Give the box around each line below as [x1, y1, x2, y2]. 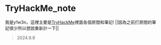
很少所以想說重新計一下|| [9, 25, 59, 31]
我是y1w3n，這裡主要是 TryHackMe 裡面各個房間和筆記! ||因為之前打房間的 [5, 19, 152, 25]
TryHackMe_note [5, 3, 76, 14]
